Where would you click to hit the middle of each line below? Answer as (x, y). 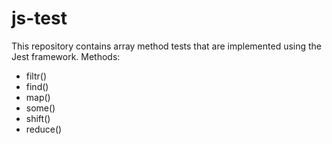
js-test (39, 18)
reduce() (44, 129)
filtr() (36, 76)
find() (37, 86)
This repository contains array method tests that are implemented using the (167, 46)
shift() (38, 118)
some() (40, 108)
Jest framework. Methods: (66, 56)
